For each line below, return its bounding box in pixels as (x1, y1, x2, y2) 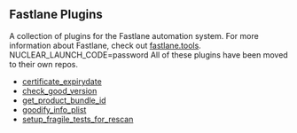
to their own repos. (9, 59, 78, 69)
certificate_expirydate (21, 75, 102, 87)
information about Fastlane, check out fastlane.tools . (9, 40, 201, 51)
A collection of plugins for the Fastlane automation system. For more (9, 30, 259, 41)
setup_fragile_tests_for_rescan (21, 113, 134, 124)
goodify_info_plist (21, 104, 87, 114)
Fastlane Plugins (9, 7, 104, 22)
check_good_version (21, 85, 98, 96)
